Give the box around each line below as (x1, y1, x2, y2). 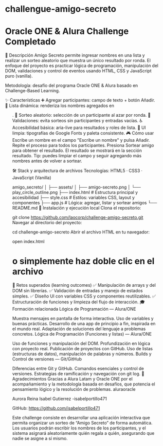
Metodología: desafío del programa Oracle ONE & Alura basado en (5, 83, 138, 88)
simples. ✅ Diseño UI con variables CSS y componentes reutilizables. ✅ (12, 293, 156, 299)
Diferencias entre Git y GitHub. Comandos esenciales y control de (12, 365, 145, 372)
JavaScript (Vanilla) (12, 175, 52, 181)
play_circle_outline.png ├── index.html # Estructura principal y (12, 190, 138, 195)
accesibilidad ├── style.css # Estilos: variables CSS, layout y (12, 194, 135, 201)
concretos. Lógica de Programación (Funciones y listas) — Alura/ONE (12, 331, 152, 337)
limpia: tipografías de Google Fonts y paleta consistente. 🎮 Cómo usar (12, 130, 154, 136)
